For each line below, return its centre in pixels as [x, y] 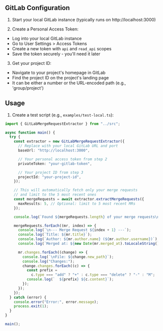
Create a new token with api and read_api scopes [62, 48]
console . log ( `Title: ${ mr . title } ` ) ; [55, 235]
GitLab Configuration [38, 8]
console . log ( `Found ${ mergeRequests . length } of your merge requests [84, 217]
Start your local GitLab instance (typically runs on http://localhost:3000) [84, 19]
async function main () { [30, 133]
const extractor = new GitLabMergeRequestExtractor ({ [69, 142]
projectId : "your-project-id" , [49, 177]
